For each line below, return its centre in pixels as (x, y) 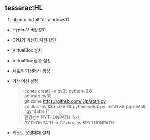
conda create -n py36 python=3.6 (58, 91)
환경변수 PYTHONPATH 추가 (51, 117)
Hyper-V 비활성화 (29, 30)
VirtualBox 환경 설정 (31, 61)
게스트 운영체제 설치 (31, 132)
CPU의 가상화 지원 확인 (34, 40)
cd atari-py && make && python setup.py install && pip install (85, 106)
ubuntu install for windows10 (41, 19)
